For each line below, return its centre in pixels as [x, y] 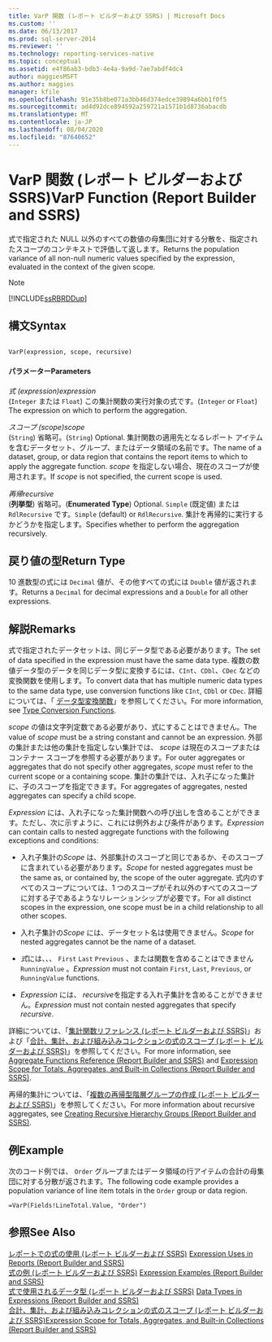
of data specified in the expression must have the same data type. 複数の [131, 660]
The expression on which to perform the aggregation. [98, 410]
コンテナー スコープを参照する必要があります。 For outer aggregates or [127, 757]
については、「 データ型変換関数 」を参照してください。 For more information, [136, 701]
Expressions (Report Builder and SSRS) [74, 1300]
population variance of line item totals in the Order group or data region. [128, 1191]
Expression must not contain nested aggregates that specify [136, 1005]
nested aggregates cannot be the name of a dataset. [108, 942]
